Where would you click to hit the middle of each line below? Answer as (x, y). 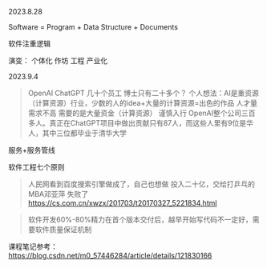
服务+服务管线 (32, 150)
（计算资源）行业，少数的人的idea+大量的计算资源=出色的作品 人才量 (143, 103)
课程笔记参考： (33, 246)
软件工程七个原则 (36, 167)
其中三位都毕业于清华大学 (84, 133)
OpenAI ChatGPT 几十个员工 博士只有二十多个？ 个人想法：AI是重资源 (143, 93)
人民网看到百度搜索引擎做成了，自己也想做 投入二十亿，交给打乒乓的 (141, 184)
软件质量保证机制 (63, 230)
